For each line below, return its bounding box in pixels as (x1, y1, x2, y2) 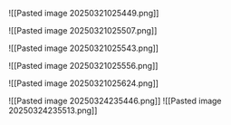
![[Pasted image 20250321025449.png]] (8, 8, 159, 18)
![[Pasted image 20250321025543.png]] (8, 43, 159, 53)
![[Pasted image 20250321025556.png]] (8, 61, 159, 71)
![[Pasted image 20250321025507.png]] (8, 25, 158, 35)
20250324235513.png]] (8, 105, 98, 116)
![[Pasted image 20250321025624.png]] (8, 78, 159, 89)
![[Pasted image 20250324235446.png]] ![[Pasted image (8, 95, 223, 106)
